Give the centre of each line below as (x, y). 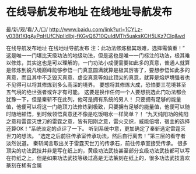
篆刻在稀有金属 (24, 165)
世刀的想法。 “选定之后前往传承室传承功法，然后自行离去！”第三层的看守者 (96, 136)
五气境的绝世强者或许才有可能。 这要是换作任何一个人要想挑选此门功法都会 (96, 92)
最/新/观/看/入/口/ (27, 29)
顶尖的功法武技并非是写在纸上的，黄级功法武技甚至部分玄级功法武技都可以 (95, 151)
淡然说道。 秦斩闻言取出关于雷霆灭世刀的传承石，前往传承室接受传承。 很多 (97, 143)
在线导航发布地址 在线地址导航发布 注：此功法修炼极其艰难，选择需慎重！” (96, 48)
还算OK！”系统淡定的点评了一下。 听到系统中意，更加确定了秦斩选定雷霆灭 (96, 128)
